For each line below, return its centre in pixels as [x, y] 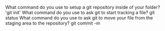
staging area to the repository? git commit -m [53, 23]
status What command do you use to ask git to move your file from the [79, 18]
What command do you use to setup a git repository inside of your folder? [83, 7]
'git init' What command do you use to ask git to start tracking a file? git [80, 12]
